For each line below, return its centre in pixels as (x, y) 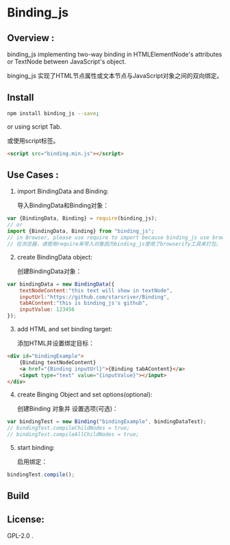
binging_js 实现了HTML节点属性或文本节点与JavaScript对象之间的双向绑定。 (115, 76)
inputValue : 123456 (47, 309)
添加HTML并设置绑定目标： (55, 343)
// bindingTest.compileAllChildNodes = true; (73, 435)
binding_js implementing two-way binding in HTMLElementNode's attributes (115, 54)
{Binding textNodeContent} (58, 362)
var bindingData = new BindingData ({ (61, 284)
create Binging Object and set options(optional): (85, 394)
